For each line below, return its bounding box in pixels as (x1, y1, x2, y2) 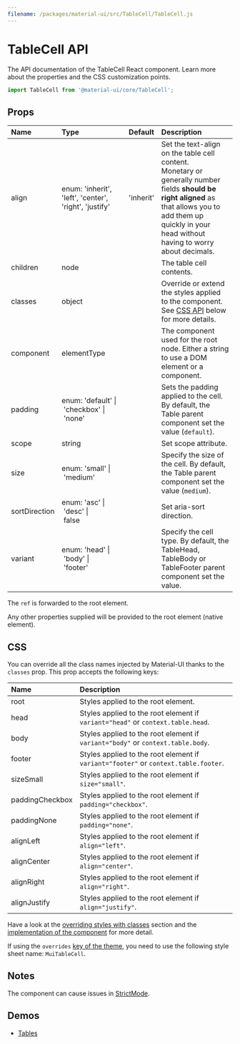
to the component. (161, 297, 223, 307)
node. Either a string (161, 344, 229, 354)
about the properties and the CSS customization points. (7, 72, 171, 81)
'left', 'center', (61, 193, 109, 203)
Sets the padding (161, 382, 219, 392)
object (61, 297, 84, 307)
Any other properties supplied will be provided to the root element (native (7, 612, 224, 622)
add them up (161, 211, 204, 221)
